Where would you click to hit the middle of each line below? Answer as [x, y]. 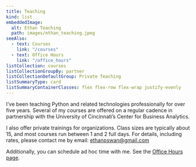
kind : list [19, 17]
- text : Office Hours [38, 55]
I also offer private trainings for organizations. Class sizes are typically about [98, 128]
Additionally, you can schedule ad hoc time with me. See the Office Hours [94, 151]
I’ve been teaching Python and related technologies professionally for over [96, 104]
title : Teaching [26, 11]
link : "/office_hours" [44, 60]
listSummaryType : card [34, 82]
